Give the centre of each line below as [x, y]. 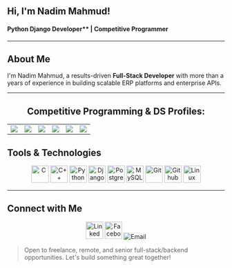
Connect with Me [45, 209]
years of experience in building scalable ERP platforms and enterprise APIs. [115, 83]
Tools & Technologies [54, 152]
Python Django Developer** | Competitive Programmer [88, 29]
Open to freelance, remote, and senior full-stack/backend [106, 250]
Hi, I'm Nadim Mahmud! [59, 11]
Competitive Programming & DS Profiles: [116, 111]
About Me [29, 59]
